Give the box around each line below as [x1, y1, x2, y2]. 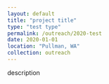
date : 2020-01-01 [7, 36, 58, 43]
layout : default [7, 10, 55, 17]
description [7, 68, 41, 77]
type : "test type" [7, 23, 61, 30]
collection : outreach [7, 50, 71, 57]
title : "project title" [7, 17, 77, 24]
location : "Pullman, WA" [7, 43, 80, 50]
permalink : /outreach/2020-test [7, 29, 102, 37]
